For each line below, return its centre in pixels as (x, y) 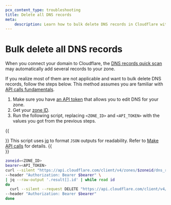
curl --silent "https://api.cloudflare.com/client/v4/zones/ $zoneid (79, 170)
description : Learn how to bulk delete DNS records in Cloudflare (86, 24)
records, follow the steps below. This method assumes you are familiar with (84, 84)
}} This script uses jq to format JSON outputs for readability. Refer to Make (82, 141)
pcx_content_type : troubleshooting (43, 10)
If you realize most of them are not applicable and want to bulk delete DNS (83, 79)
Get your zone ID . (31, 110)
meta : (11, 19)
